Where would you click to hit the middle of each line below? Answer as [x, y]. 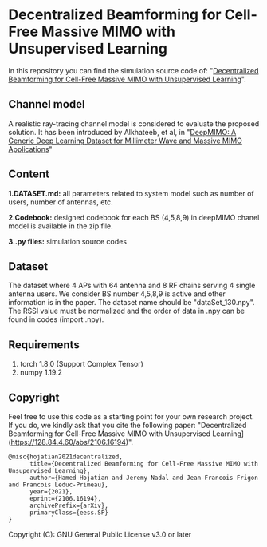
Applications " [31, 149]
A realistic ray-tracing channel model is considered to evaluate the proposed [134, 123]
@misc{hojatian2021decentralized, [66, 457]
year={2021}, [51, 492]
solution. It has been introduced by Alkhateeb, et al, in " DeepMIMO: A [122, 132]
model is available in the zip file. [61, 226]
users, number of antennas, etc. [61, 202]
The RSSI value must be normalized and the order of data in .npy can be [127, 311]
